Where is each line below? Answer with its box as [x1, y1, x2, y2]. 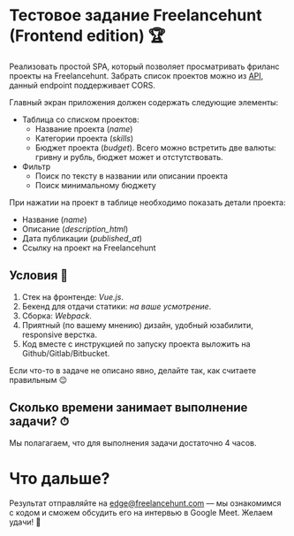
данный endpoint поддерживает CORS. [9, 80, 156, 90]
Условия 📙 [9, 268, 69, 283]
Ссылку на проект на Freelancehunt [21, 242, 156, 253]
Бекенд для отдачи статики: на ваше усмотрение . [21, 301, 212, 311]
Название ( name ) [21, 214, 87, 225]
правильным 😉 [9, 374, 68, 385]
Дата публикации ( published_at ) [21, 233, 143, 243]
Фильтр [21, 161, 51, 172]
